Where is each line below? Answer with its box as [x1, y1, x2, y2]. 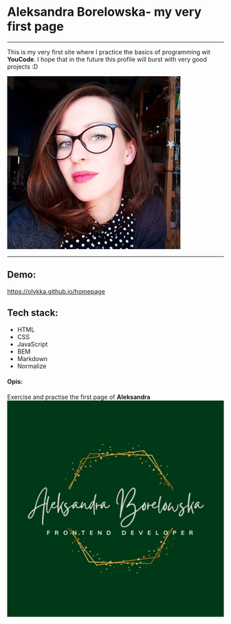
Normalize [16, 362, 47, 370]
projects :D [7, 62, 38, 71]
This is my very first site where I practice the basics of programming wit [7, 47, 211, 56]
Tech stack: [7, 307, 58, 319]
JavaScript [16, 340, 48, 348]
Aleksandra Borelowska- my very [7, 4, 201, 20]
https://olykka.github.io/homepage [7, 287, 105, 295]
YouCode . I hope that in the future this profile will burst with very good [7, 55, 208, 63]
